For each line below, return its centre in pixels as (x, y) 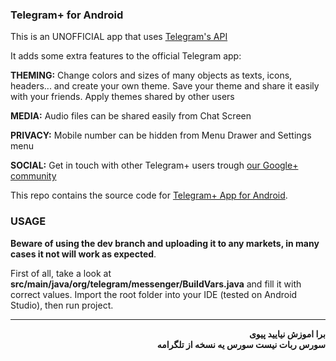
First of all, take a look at (61, 273)
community (33, 176)
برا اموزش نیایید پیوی (287, 334)
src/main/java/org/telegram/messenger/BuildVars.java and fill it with (156, 284)
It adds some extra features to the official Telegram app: (126, 56)
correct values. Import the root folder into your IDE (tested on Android (154, 294)
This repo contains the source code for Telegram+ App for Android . (149, 195)
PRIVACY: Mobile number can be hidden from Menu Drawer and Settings (161, 135)
